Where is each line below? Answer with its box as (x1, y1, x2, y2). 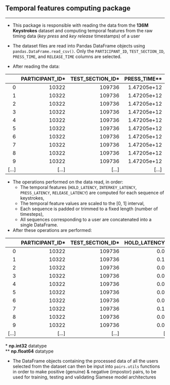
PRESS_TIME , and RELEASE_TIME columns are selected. (12, 53, 122, 60)
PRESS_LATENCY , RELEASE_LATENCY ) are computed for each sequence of (20, 189, 164, 196)
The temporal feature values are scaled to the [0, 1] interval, (20, 200, 145, 206)
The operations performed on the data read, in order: (12, 179, 123, 185)
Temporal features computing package (5, 4, 131, 13)
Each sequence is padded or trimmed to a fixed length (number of (20, 206, 158, 212)
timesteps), (20, 211, 44, 217)
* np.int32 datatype (5, 343, 47, 349)
